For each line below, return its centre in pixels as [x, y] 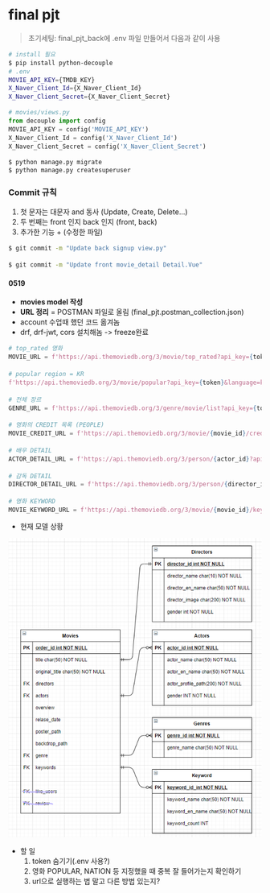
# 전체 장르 [25, 399]
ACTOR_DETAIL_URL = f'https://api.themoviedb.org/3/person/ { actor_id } [129, 459]
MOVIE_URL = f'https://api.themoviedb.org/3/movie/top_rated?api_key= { [131, 357]
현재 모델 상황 [41, 526]
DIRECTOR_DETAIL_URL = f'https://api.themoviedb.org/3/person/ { [118, 485]
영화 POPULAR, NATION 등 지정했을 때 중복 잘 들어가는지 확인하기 [137, 871]
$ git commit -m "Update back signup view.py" [88, 248]
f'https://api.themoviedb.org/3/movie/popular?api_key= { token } [117, 382]
